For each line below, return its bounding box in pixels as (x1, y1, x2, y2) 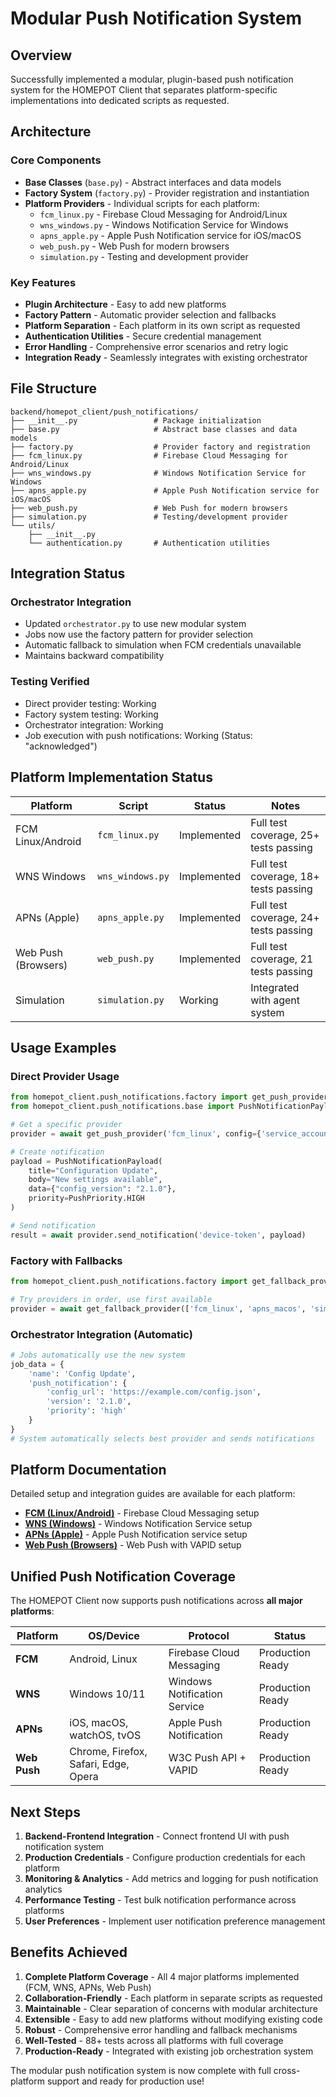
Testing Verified (10, 675, 90, 689)
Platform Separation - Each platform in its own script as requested (24, 319, 301, 331)
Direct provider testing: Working (24, 697, 157, 709)
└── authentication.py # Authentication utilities (28, 538, 271, 548)
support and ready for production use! (46, 2075, 205, 2087)
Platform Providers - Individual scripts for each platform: (24, 197, 260, 209)
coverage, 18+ (250, 869, 320, 883)
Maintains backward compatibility (24, 650, 165, 662)
